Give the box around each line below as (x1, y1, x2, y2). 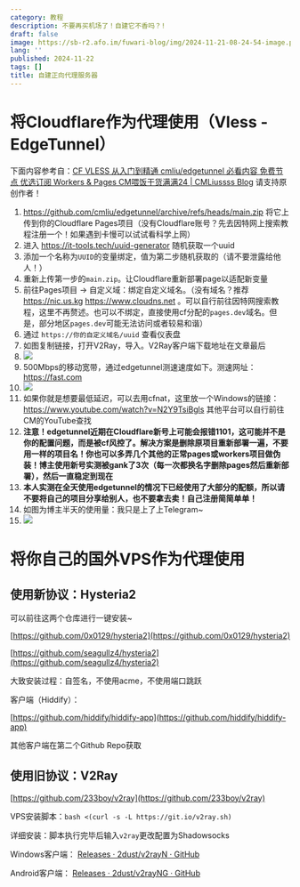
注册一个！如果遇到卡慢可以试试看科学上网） (30, 229, 195, 239)
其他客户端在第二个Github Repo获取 (10, 739, 142, 750)
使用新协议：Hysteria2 (10, 587, 137, 602)
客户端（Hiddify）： (10, 694, 80, 705)
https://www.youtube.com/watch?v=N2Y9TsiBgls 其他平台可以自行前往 (22, 404, 285, 415)
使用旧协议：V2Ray (10, 769, 118, 784)
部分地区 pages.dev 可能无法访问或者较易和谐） (38, 318, 208, 328)
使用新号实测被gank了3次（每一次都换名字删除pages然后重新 (53, 459, 281, 470)
